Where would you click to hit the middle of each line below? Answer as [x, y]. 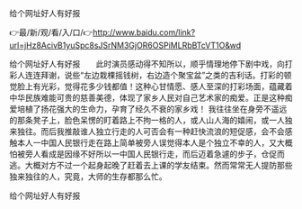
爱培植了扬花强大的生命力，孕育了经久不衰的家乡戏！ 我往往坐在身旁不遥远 [148, 109]
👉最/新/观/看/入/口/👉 [51, 32]
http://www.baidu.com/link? [144, 32]
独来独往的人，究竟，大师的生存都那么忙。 [88, 177]
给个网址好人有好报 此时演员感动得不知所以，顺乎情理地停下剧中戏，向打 [151, 64]
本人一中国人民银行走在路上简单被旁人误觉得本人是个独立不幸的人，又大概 [155, 143]
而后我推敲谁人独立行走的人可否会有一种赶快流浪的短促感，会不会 [162, 132]
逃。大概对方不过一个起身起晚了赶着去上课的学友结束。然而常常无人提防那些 [151, 165]
